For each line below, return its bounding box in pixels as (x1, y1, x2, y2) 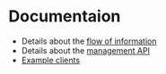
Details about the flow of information (21, 36, 157, 46)
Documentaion (8, 6, 121, 27)
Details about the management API (21, 45, 150, 55)
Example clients (21, 54, 81, 65)
